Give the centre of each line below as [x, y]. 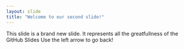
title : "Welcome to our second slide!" [55, 17]
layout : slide [24, 11]
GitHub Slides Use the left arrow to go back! [60, 40]
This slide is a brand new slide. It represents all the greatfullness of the [92, 33]
